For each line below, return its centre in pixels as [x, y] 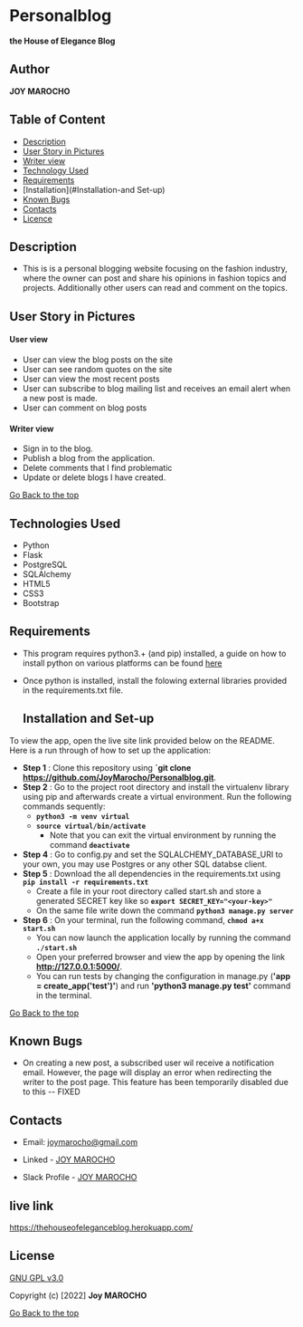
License [32, 1256]
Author [29, 69]
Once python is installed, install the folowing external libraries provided [155, 680]
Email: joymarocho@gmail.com [80, 1142]
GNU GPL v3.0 [37, 1277]
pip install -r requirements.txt [85, 882]
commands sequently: [64, 806]
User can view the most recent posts [91, 379]
